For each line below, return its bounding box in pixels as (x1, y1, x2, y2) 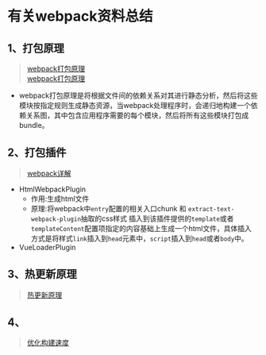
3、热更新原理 (7, 268, 77, 281)
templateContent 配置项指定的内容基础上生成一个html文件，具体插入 (30, 223, 252, 233)
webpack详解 (26, 168, 71, 178)
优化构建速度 (26, 338, 69, 348)
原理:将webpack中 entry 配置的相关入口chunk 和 (30, 203, 187, 213)
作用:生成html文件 (30, 194, 90, 203)
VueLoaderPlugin (18, 242, 76, 252)
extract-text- (188, 205, 235, 213)
